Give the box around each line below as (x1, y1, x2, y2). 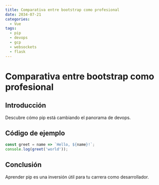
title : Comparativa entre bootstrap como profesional (5, 7, 120, 12)
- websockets (9, 44, 37, 49)
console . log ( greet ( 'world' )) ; (5, 147, 68, 152)
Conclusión (5, 160, 42, 169)
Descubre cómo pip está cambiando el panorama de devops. (5, 114, 131, 120)
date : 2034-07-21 (5, 12, 41, 17)
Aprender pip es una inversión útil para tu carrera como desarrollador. (5, 173, 149, 180)
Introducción (5, 101, 46, 110)
